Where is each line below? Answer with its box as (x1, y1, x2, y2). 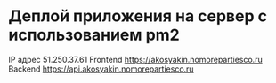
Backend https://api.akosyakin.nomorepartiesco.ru (8, 64, 194, 74)
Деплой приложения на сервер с (8, 6, 268, 26)
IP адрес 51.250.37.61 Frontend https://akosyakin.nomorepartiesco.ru (8, 54, 264, 64)
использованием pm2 (8, 25, 180, 45)
